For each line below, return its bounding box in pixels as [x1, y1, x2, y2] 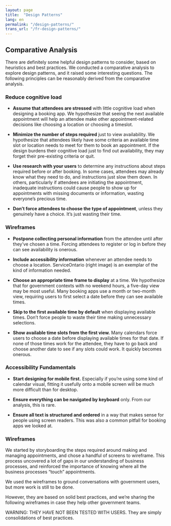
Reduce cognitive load [5, 93, 62, 100]
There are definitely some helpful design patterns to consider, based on [5, 59, 156, 65]
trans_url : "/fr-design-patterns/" [5, 27, 81, 32]
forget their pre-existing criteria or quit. [12, 153, 95, 159]
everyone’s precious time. [12, 195, 67, 202]
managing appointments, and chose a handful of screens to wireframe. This [5, 452, 165, 458]
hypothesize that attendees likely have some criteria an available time [12, 137, 159, 143]
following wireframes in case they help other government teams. [5, 499, 141, 506]
